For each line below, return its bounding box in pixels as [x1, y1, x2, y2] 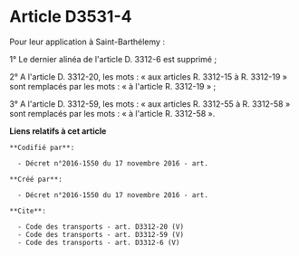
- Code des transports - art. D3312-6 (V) [17, 238, 180, 247]
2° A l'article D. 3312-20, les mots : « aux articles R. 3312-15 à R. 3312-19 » [9, 71, 288, 82]
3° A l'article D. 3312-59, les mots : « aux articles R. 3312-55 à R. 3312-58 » [9, 98, 291, 109]
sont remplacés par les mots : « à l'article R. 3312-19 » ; [9, 81, 217, 91]
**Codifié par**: [9, 143, 75, 152]
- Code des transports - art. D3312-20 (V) [17, 222, 184, 232]
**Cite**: [9, 206, 47, 215]
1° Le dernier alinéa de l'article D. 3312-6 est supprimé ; [9, 53, 217, 64]
